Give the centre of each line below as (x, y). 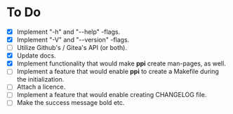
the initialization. (40, 80)
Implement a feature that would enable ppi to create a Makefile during (118, 72)
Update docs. (36, 56)
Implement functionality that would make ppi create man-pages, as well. (121, 63)
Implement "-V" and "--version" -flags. (73, 40)
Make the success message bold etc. (71, 103)
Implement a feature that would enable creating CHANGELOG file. (112, 95)
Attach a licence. (41, 87)
